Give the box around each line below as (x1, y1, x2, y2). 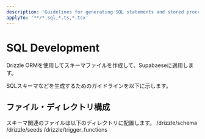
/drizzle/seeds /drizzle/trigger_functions (6, 126, 108, 134)
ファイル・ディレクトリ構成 (6, 102, 110, 112)
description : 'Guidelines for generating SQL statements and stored (6, 9, 184, 15)
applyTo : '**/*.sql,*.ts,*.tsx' (6, 15, 88, 21)
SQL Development (6, 41, 100, 55)
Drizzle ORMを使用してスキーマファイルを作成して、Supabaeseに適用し (6, 62, 189, 69)
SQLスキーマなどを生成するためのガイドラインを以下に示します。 (6, 82, 172, 90)
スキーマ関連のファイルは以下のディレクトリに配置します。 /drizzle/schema (6, 119, 197, 127)
